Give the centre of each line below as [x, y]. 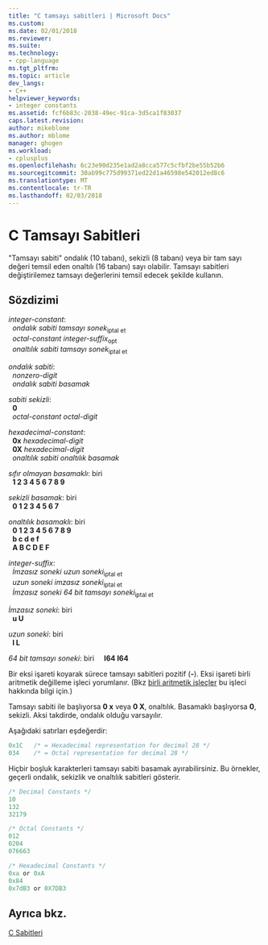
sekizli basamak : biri [43, 497]
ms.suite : [25, 46]
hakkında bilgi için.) [40, 691]
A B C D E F [31, 547]
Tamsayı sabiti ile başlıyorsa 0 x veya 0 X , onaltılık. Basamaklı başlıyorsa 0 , [132, 707]
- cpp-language [34, 61]
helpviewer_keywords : [45, 98]
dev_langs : [27, 83]
